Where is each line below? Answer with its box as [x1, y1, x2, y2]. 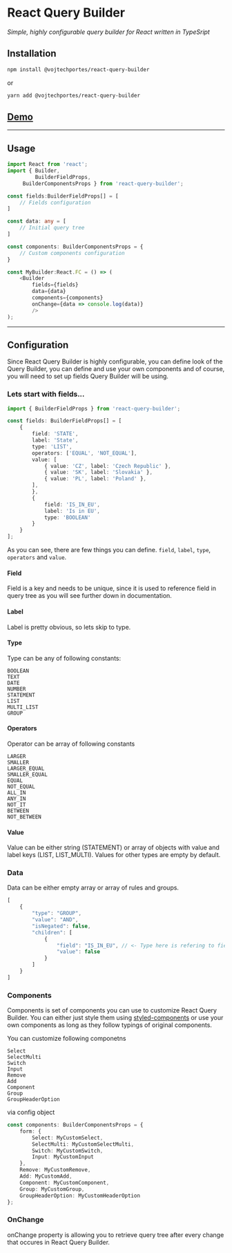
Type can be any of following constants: [7, 654, 122, 662]
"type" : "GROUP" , [32, 910, 81, 917]
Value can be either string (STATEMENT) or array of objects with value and [7, 843, 220, 851]
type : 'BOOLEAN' [43, 514, 91, 521]
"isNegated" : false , [32, 923, 91, 930]
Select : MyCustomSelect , [32, 1134, 104, 1141]
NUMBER [7, 686, 26, 693]
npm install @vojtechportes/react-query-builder [7, 66, 150, 73]
